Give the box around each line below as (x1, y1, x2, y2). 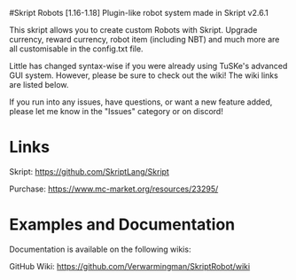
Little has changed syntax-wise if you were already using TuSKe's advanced (9, 61, 288, 71)
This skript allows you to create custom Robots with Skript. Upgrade (9, 25, 258, 35)
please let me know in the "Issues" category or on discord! (9, 106, 223, 116)
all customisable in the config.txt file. (9, 43, 144, 54)
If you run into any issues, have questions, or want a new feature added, (9, 97, 273, 107)
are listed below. (9, 80, 69, 89)
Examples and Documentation (9, 214, 236, 235)
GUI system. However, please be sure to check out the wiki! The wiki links (9, 70, 279, 81)
